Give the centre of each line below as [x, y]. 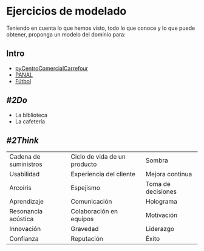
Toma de [158, 184]
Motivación [161, 215]
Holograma [161, 202]
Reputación [87, 239]
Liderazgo [160, 229]
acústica [22, 219]
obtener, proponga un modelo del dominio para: [66, 34]
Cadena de [25, 157]
